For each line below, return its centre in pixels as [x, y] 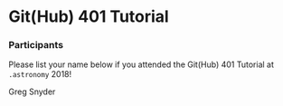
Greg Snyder [32, 92]
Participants [36, 45]
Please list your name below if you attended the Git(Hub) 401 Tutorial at [141, 64]
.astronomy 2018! [40, 74]
